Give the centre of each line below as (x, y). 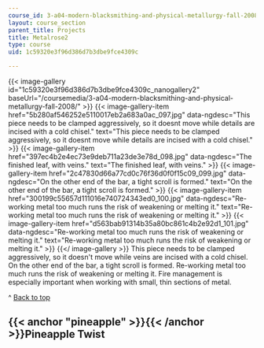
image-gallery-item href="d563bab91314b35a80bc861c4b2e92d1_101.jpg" (128, 224)
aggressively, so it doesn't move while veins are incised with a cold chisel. (128, 257)
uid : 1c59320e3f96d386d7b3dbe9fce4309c (73, 52)
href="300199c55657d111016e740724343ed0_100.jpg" (96, 198)
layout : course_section (47, 23)
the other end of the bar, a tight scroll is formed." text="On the (152, 181)
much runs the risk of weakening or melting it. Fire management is (115, 274)
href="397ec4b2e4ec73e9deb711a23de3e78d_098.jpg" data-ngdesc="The (130, 157)
